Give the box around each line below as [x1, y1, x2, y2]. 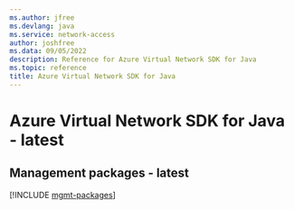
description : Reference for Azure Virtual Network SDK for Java [9, 55, 257, 64]
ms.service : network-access [9, 30, 116, 39]
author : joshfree [9, 38, 75, 48]
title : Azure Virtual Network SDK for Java [9, 72, 176, 81]
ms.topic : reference [9, 64, 88, 73]
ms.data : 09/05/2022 [9, 47, 88, 56]
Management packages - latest [9, 166, 190, 181]
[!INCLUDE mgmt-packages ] [9, 189, 116, 200]
